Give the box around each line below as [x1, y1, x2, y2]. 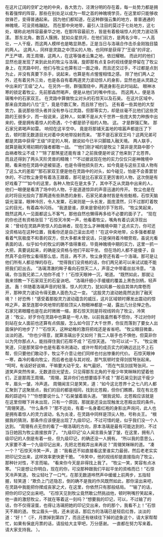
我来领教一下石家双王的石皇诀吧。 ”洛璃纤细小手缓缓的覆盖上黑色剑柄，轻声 [5, 277, 157, 283]
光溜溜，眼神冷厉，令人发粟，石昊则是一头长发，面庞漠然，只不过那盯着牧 [9, 199, 158, 204]
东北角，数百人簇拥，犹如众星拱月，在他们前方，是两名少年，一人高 [18, 35, 155, 40]
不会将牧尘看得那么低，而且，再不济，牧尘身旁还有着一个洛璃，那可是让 [13, 253, 158, 259]
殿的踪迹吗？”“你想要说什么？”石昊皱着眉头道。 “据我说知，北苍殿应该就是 [5, 393, 154, 398]
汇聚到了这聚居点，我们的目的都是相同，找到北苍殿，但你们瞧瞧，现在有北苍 [5, 387, 158, 393]
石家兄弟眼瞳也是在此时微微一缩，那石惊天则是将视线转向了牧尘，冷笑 [5, 308, 146, 313]
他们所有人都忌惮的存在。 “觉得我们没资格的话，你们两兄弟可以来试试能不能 [5, 260, 157, 265]
